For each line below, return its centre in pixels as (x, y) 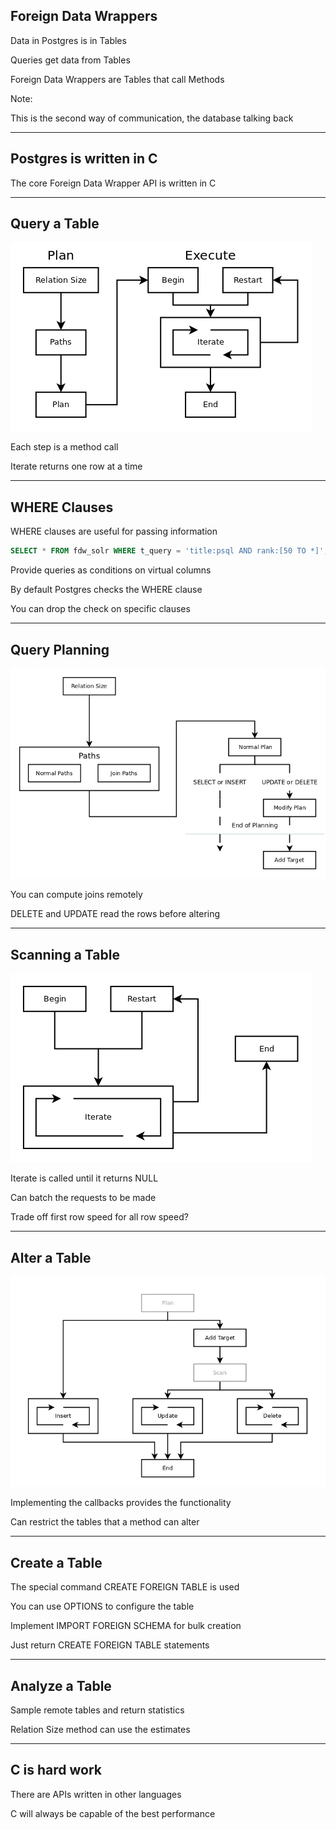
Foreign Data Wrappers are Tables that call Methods (117, 79)
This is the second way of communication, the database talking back (152, 118)
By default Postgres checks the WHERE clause (106, 590)
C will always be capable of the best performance (113, 1813)
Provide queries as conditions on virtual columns (111, 570)
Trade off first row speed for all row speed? (99, 1217)
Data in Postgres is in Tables (68, 40)
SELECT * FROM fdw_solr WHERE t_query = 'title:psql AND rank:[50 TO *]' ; (169, 551)
